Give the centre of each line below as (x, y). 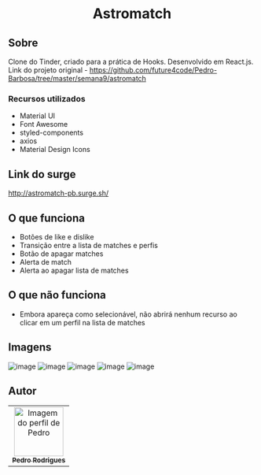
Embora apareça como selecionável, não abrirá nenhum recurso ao (128, 314)
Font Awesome (44, 124)
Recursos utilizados (47, 98)
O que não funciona (57, 295)
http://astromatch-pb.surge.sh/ (59, 193)
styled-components (51, 133)
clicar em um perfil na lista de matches (82, 322)
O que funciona (46, 218)
